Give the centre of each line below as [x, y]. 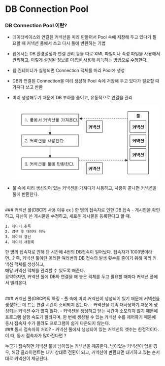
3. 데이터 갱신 [18, 237]
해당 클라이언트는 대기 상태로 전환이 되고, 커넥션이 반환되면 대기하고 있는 [81, 352]
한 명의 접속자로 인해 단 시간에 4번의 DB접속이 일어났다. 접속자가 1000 [73, 252]
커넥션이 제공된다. [31, 359]
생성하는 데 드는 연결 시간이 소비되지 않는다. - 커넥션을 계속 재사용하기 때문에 [79, 305]
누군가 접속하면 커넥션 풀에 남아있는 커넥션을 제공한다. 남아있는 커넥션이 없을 [79, 346]
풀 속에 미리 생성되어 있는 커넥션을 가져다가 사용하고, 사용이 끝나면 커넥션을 [84, 188]
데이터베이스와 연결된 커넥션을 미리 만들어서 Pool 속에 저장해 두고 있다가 [82, 37]
